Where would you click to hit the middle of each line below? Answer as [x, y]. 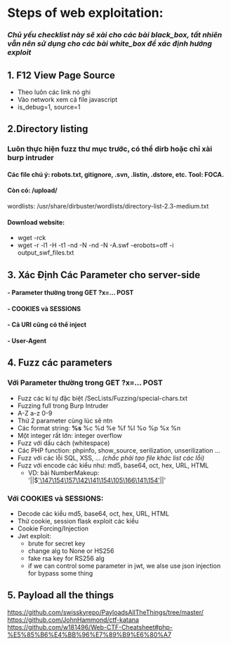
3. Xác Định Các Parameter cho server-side [104, 275]
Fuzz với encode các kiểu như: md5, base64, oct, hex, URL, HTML [113, 465]
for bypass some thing [60, 573]
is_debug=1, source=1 [49, 107]
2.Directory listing [48, 129]
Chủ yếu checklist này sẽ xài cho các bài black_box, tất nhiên [115, 35]
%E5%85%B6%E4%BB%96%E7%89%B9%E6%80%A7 [90, 634]
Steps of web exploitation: [85, 13]
